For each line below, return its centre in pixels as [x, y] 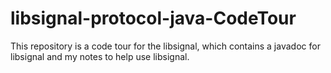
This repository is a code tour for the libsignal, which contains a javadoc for [165, 46]
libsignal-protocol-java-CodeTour [153, 18]
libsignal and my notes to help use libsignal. [100, 56]
